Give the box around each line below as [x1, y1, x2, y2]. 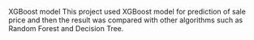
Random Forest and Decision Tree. [8, 24, 124, 33]
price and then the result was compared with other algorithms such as [8, 15, 243, 25]
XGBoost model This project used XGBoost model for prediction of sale [8, 7, 246, 16]
